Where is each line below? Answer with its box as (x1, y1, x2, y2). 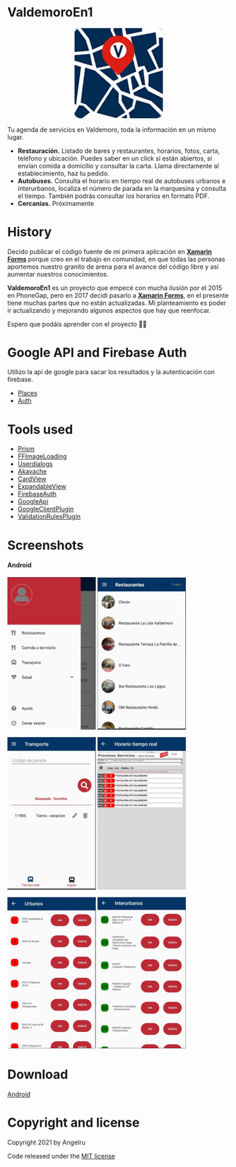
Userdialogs (17, 460, 53, 468)
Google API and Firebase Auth (7, 344, 187, 361)
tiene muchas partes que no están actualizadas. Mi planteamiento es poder (7, 298, 227, 307)
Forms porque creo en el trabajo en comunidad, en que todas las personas (7, 255, 225, 263)
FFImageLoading (17, 452, 67, 460)
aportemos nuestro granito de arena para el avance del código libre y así (7, 262, 219, 271)
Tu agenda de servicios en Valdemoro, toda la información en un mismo (7, 125, 217, 134)
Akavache (17, 468, 47, 476)
